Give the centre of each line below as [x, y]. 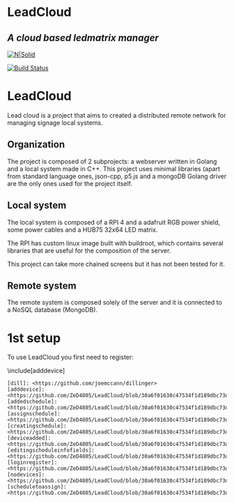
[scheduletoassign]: [37, 487]
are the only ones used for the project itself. [70, 183]
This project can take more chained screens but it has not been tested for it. [116, 264]
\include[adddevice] [36, 371]
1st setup [34, 338]
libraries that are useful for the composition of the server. [89, 250]
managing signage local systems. [55, 122]
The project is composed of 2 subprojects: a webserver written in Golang [112, 161]
